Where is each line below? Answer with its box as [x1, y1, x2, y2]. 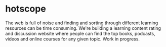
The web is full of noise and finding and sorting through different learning [5, 20, 158, 26]
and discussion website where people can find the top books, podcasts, [5, 30, 155, 36]
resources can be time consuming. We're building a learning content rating [5, 25, 161, 31]
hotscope [5, 3, 47, 15]
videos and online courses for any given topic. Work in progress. [5, 36, 140, 42]
